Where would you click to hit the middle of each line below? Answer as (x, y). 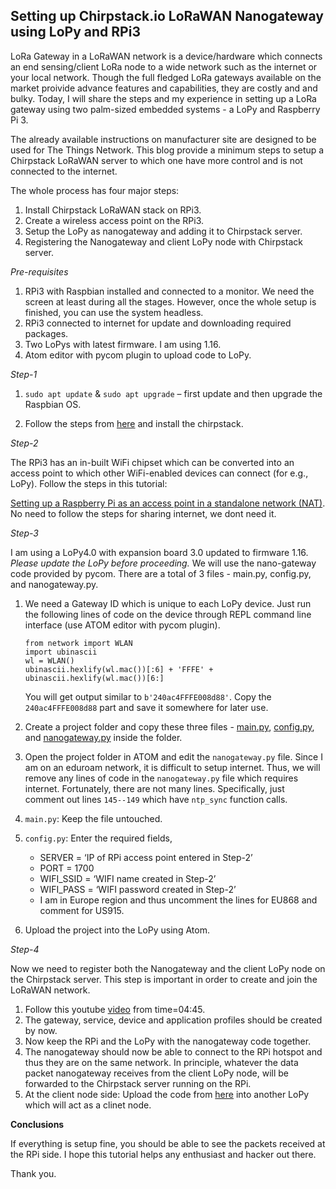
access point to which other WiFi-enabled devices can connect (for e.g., (159, 473)
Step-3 (25, 533)
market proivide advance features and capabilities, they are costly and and (164, 88)
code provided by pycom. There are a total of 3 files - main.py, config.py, (161, 573)
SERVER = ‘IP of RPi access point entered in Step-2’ (146, 857)
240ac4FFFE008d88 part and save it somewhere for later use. (146, 707)
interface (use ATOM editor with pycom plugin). (122, 625)
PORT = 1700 (67, 868)
